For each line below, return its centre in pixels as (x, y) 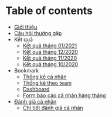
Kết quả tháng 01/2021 (50, 46)
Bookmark (26, 70)
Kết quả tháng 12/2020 (50, 51)
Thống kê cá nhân (45, 77)
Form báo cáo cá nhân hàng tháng (64, 95)
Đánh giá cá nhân (35, 101)
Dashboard (36, 89)
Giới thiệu (26, 27)
